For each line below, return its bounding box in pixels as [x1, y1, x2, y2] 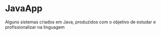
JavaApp [5, 3, 43, 14]
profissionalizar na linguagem [5, 24, 65, 30]
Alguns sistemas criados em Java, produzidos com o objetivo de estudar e [5, 19, 156, 25]
